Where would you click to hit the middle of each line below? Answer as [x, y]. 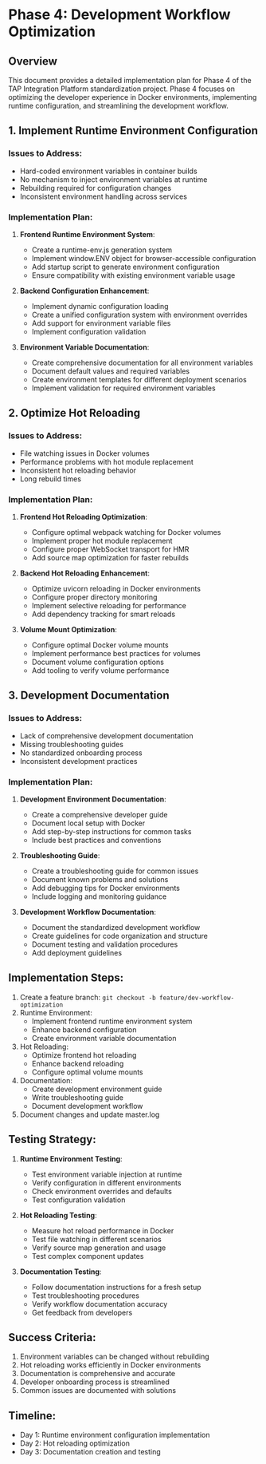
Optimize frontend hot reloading [84, 1054]
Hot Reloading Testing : [58, 1215]
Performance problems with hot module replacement [106, 461]
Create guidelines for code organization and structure [120, 936]
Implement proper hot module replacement [102, 540]
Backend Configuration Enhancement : [84, 291]
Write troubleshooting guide [77, 1097]
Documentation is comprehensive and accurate [98, 1374]
